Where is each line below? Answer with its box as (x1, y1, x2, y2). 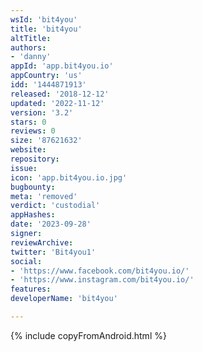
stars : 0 (10, 117, 47, 127)
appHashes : (10, 210, 56, 220)
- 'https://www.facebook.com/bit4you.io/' (10, 266, 190, 276)
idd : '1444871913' (10, 80, 87, 90)
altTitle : (10, 33, 52, 43)
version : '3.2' (10, 107, 74, 118)
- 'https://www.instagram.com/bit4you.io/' (10, 275, 195, 285)
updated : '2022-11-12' (10, 98, 105, 108)
